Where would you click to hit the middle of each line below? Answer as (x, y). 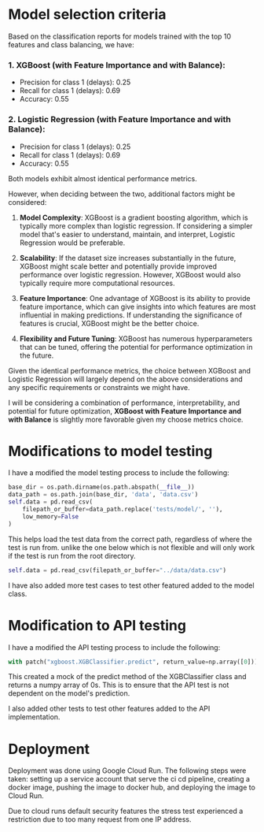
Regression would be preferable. (72, 243)
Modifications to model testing (110, 451)
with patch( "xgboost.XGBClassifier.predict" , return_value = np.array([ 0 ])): (135, 662)
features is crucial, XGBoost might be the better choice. (109, 323)
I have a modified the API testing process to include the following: (114, 647)
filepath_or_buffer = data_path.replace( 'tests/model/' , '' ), (123, 510)
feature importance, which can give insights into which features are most (137, 306)
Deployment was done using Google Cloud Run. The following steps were (127, 771)
